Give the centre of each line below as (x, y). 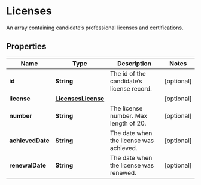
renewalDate (28, 165)
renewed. (123, 172)
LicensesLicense (80, 99)
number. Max (129, 115)
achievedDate (29, 141)
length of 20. (128, 123)
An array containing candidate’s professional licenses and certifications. (95, 28)
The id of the (128, 73)
